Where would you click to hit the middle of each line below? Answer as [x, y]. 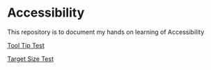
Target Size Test [31, 59]
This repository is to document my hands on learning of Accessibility [106, 32]
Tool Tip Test [26, 45]
